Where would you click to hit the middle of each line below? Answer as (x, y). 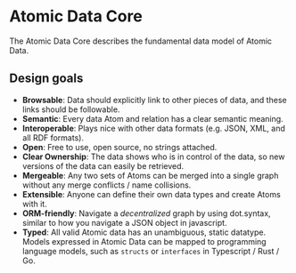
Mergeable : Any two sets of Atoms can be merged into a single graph (150, 175)
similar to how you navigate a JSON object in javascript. (124, 222)
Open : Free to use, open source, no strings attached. (119, 147)
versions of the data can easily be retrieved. (103, 165)
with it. (34, 204)
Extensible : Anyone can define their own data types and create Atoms (151, 194)
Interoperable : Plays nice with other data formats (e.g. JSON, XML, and (153, 128)
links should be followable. (71, 109)
